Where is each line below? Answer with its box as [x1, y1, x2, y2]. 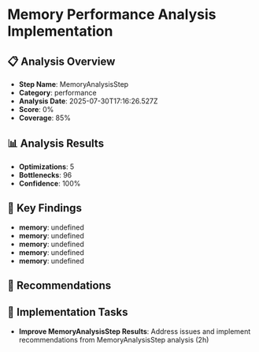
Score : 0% [18, 105, 54, 114]
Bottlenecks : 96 [18, 170, 72, 179]
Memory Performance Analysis [7, 6, 216, 24]
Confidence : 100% [18, 178, 81, 188]
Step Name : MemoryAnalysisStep [18, 80, 129, 88]
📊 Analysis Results [7, 137, 104, 151]
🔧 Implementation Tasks [7, 305, 128, 319]
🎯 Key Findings [7, 201, 82, 215]
